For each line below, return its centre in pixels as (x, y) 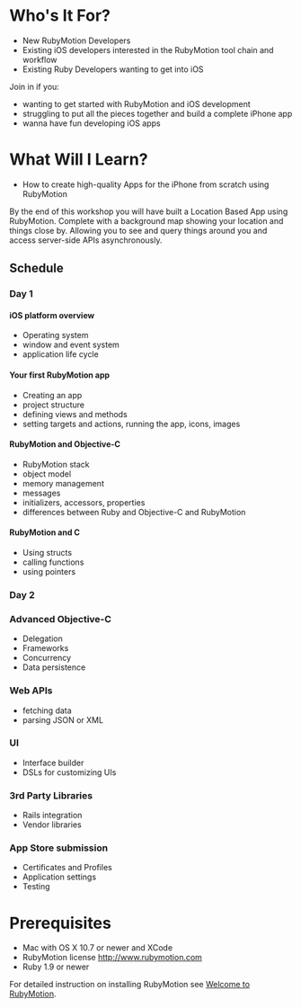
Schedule (37, 268)
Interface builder (53, 763)
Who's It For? (60, 16)
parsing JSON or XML (63, 719)
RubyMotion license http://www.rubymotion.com (112, 958)
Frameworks (45, 648)
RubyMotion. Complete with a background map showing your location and (146, 220)
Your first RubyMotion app (60, 375)
